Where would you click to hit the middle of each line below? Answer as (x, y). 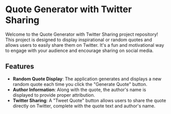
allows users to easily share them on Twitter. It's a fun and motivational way (85, 45)
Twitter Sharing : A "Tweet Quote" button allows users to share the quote (89, 100)
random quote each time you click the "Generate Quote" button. (80, 84)
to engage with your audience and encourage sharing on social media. (80, 50)
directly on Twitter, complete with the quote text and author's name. (84, 106)
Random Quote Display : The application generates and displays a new (87, 79)
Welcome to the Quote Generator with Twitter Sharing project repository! (82, 34)
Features (20, 66)
